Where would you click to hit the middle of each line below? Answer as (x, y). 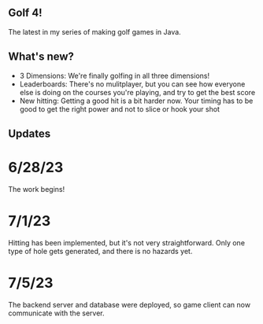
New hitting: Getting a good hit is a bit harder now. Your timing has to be (136, 101)
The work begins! (37, 189)
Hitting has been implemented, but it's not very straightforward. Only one (127, 242)
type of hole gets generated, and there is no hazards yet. (100, 251)
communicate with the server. (56, 313)
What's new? (41, 57)
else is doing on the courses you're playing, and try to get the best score (137, 92)
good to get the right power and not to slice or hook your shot (120, 109)
